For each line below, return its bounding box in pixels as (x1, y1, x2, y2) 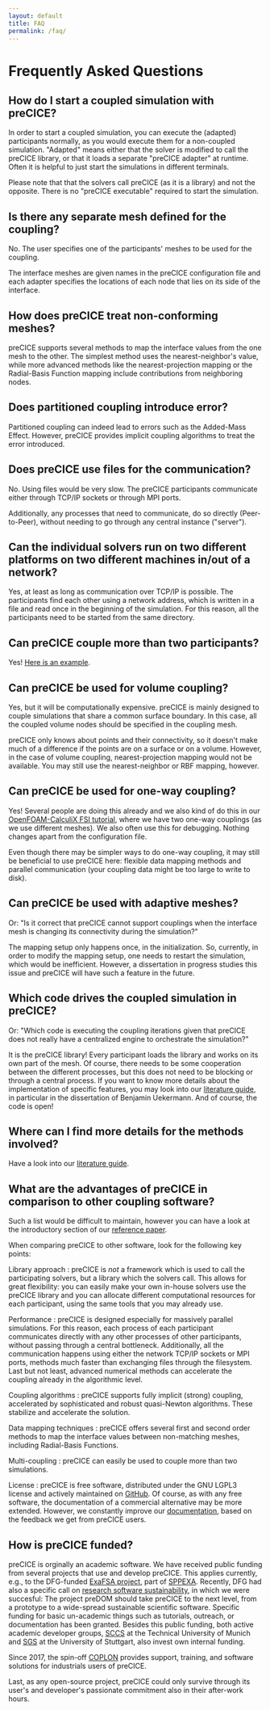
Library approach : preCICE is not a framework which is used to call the (8, 1265, 246, 1274)
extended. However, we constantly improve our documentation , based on (8, 1506, 252, 1516)
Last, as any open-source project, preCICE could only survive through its (8, 1676, 251, 1686)
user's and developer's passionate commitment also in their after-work (8, 1685, 244, 1695)
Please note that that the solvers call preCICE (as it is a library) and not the (8, 178, 255, 187)
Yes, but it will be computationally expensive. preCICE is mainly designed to (8, 702, 260, 712)
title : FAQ (8, 19, 45, 27)
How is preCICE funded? (8, 1538, 134, 1552)
